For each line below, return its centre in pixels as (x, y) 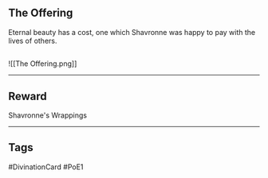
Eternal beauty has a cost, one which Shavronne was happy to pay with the (132, 32)
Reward (28, 96)
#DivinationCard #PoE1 (46, 167)
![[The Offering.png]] (43, 64)
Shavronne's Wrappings (48, 115)
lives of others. (33, 41)
